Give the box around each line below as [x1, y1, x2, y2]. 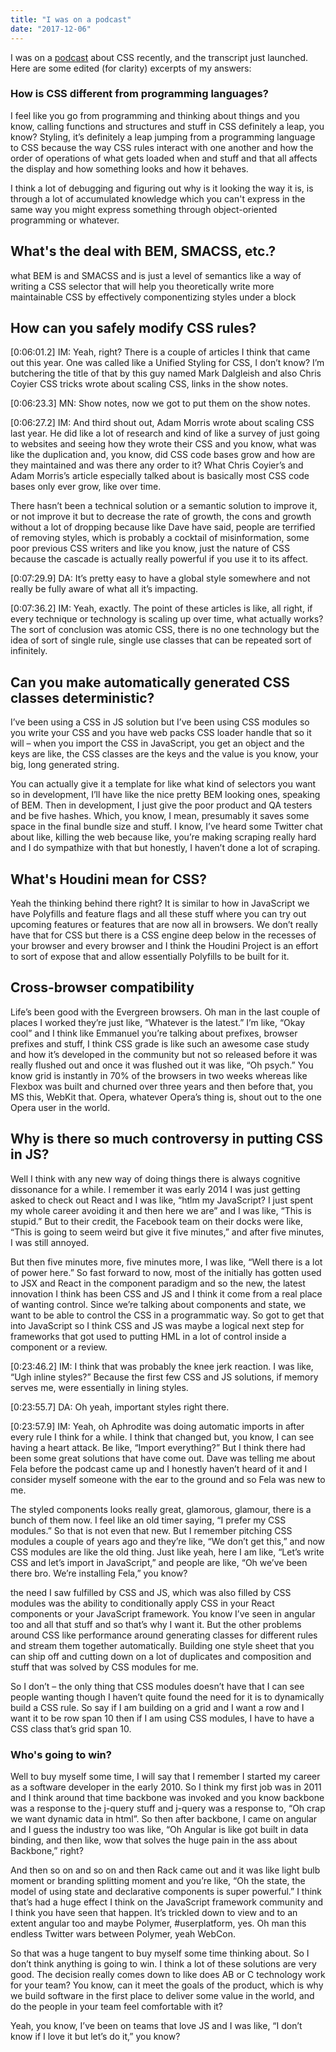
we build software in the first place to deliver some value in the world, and [10, 1989, 315, 2001]
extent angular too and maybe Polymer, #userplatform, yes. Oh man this [10, 1917, 307, 1929]
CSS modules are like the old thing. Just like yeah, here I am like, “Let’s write [10, 1546, 325, 1558]
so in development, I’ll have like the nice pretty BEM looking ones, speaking [10, 789, 321, 801]
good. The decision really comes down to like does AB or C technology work [10, 1968, 326, 1980]
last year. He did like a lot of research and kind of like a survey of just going [10, 427, 320, 440]
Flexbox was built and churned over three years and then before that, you [10, 1080, 314, 1092]
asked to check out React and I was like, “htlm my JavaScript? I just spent [10, 1194, 314, 1206]
